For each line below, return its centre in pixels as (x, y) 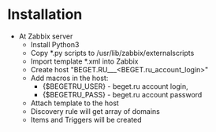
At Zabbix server (46, 36)
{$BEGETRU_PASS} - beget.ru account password (122, 94)
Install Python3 (55, 44)
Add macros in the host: (69, 78)
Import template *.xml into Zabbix (84, 61)
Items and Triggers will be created (86, 119)
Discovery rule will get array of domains (95, 111)
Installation (45, 15)
